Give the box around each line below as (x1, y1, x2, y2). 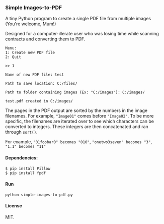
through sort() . (5, 129, 38, 135)
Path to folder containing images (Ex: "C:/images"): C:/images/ (5, 90, 145, 95)
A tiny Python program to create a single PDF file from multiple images (5, 16, 151, 22)
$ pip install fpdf (5, 171, 46, 176)
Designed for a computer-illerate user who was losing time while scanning (5, 31, 159, 37)
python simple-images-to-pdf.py (5, 192, 73, 197)
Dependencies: (5, 154, 38, 160)
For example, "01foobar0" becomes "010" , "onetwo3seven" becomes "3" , (5, 139, 152, 145)
